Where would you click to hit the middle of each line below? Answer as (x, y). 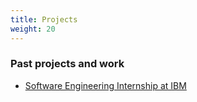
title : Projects (44, 19)
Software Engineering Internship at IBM (105, 85)
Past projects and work (67, 64)
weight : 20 (33, 29)
